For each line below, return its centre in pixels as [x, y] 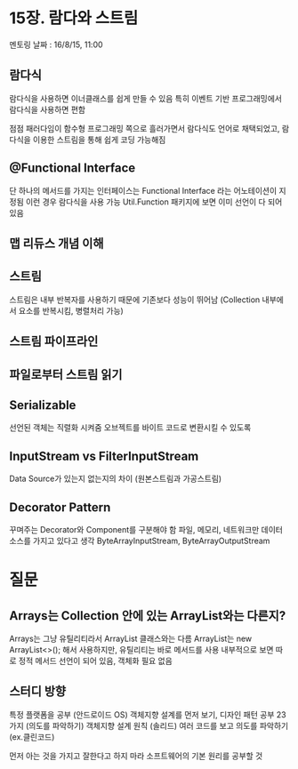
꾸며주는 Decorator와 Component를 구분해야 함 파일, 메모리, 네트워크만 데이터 [146, 529]
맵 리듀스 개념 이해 [56, 243]
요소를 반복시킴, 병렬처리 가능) [71, 310]
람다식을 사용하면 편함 [48, 109]
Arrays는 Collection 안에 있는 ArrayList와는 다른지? [148, 616]
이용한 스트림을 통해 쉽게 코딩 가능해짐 [99, 140]
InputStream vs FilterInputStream [104, 456]
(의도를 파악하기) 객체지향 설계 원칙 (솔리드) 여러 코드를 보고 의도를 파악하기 [157, 725]
